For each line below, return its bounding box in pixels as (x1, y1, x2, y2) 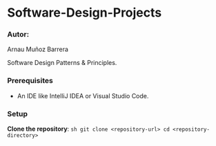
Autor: (7, 30, 30, 39)
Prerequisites (7, 76, 53, 86)
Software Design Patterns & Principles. (7, 59, 117, 67)
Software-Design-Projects (7, 5, 162, 21)
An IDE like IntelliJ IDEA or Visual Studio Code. (17, 91, 149, 100)
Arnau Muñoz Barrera (7, 45, 69, 53)
